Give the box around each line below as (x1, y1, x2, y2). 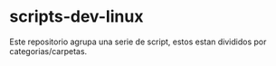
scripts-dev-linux (9, 6, 144, 27)
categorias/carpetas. (9, 45, 88, 56)
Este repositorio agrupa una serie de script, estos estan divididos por (9, 36, 267, 47)
